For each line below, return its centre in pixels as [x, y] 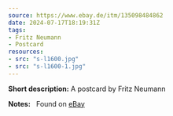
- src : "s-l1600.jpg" [44, 60]
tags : [17, 30]
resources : [26, 52]
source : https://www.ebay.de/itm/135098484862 [86, 15]
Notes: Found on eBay [46, 103]
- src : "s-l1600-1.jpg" [47, 67]
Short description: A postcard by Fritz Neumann [87, 89]
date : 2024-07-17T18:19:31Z [54, 23]
